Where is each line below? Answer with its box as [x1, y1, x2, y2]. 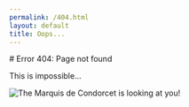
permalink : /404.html [9, 12, 90, 22]
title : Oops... [9, 29, 66, 38]
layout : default [9, 21, 69, 30]
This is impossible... [9, 71, 82, 81]
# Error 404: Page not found [9, 54, 113, 65]
